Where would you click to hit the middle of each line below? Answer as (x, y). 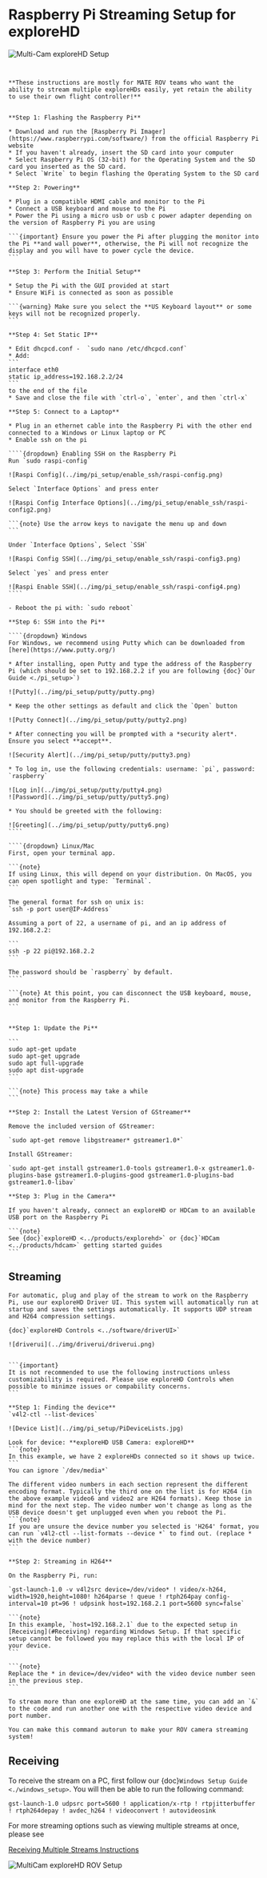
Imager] (153, 131)
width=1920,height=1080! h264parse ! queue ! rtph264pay (105, 1596)
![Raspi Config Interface (51, 503)
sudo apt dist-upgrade (46, 1070)
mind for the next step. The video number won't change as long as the (130, 1505)
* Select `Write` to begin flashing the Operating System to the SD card (134, 174)
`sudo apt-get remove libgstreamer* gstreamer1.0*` (96, 1140)
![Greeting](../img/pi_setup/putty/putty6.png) (89, 825)
